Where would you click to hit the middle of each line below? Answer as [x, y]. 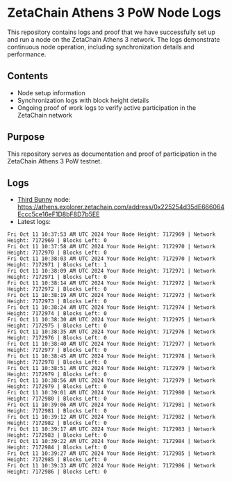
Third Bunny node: [44, 200]
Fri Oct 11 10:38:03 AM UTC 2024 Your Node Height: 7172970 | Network [111, 259]
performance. [27, 54]
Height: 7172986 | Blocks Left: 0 [57, 472]
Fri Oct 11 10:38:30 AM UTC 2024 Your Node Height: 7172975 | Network [111, 320]
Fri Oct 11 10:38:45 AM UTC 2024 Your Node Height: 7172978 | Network [111, 356]
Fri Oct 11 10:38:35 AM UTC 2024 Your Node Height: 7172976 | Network [111, 332]
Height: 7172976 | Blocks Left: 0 [57, 338]
